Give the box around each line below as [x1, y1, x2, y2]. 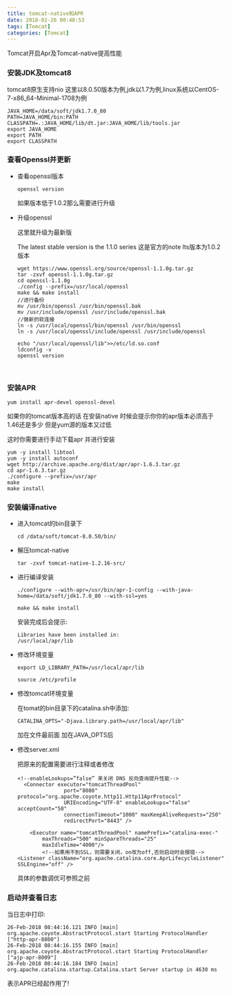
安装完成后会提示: [17, 618, 68, 626]
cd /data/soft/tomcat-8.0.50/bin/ [17, 533, 117, 540]
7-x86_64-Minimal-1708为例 [7, 94, 88, 102]
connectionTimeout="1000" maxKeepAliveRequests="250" [63, 812, 222, 819]
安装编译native [7, 503, 57, 512]
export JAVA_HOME [7, 126, 57, 133]
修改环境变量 [17, 650, 54, 659]
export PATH [7, 132, 41, 139]
